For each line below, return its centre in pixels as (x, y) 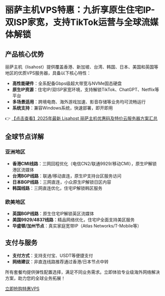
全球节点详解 (25, 137)
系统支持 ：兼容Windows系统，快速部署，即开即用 (62, 108)
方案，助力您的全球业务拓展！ (35, 278)
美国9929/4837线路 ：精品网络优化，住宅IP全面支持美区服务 (73, 220)
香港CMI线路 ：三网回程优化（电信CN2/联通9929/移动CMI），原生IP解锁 (84, 163)
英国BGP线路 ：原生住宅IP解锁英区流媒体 (53, 213)
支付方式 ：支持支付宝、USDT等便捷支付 (53, 255)
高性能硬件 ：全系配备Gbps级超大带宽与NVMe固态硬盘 (67, 83)
